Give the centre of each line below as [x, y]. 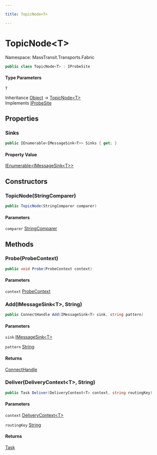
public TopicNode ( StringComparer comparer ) [51, 206]
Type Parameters [23, 78]
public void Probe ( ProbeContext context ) [49, 269]
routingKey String [23, 425]
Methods [19, 244]
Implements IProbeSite [28, 103]
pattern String [20, 347]
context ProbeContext [28, 291]
